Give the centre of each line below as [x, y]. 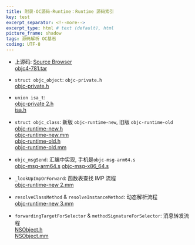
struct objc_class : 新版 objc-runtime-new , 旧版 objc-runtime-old [94, 122]
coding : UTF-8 [23, 45]
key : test [18, 17]
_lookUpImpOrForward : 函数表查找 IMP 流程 [65, 178]
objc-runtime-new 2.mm [44, 184]
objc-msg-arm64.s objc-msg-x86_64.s [62, 166]
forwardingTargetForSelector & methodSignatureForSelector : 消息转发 [99, 216]
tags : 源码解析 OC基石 [31, 39]
